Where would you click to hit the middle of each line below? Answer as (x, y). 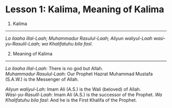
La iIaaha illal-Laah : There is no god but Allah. (54, 68)
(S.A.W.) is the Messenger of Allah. (42, 79)
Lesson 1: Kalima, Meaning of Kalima (85, 9)
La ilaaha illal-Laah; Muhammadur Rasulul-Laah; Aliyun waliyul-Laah (79, 38)
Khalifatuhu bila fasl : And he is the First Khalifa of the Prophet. (71, 100)
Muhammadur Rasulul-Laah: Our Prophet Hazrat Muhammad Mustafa (79, 74)
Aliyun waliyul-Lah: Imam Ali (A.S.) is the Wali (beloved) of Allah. (73, 89)
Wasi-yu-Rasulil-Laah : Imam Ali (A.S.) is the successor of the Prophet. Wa (84, 94)
